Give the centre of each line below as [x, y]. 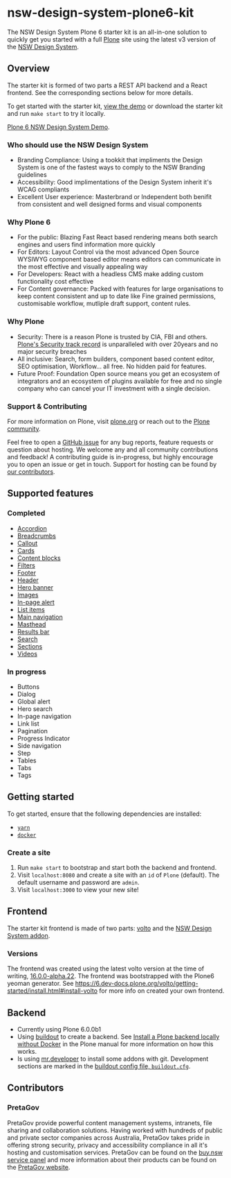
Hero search [35, 708]
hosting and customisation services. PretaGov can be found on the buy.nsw [115, 1152]
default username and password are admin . [78, 882]
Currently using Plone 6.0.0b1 [59, 1029]
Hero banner [35, 587]
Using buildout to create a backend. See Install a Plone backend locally [118, 1036]
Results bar [33, 631]
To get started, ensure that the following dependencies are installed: [104, 814]
